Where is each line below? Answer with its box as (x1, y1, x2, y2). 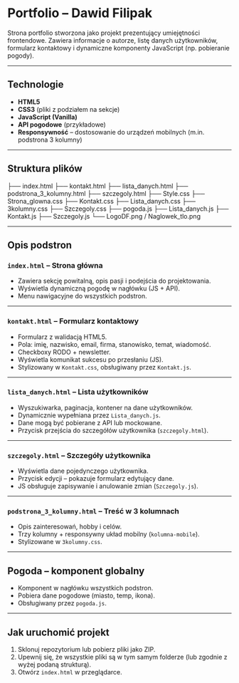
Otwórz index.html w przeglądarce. (17, 668, 122, 677)
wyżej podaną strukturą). (17, 660, 91, 669)
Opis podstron (7, 239, 73, 251)
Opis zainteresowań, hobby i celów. (17, 522, 122, 531)
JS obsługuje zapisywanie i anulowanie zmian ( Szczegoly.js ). (17, 482, 198, 491)
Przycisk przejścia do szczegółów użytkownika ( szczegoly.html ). (17, 426, 208, 434)
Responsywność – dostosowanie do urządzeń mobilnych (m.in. (17, 127, 205, 136)
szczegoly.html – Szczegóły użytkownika (7, 450, 151, 460)
